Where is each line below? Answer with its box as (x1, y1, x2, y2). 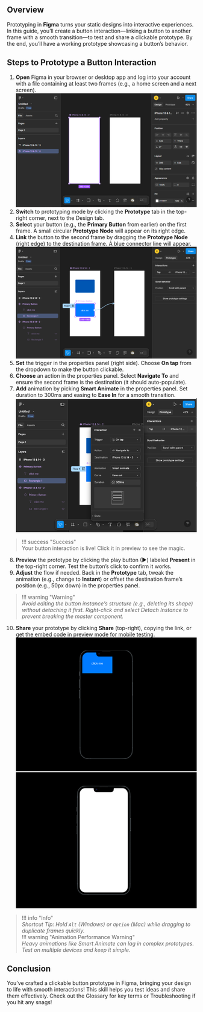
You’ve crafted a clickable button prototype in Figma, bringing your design (7, 979, 192, 987)
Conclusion (7, 963, 51, 973)
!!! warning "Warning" (21, 593, 76, 601)
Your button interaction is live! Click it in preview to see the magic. (21, 545, 186, 552)
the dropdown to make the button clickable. (15, 366, 124, 373)
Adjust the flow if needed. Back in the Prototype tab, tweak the (15, 569, 174, 576)
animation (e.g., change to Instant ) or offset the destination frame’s (15, 575, 183, 583)
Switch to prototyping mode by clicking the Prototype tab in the (15, 208, 175, 216)
